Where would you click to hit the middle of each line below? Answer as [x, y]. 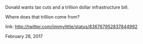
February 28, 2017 [24, 36]
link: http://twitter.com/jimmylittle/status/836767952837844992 [71, 26]
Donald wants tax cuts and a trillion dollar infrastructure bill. [67, 7]
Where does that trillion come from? [43, 17]
